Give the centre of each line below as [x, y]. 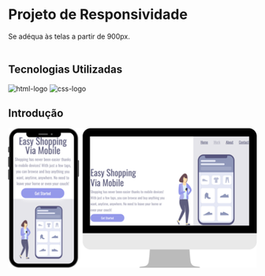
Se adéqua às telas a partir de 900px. [69, 36]
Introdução [36, 113]
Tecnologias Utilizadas [65, 70]
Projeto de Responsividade [98, 15]
